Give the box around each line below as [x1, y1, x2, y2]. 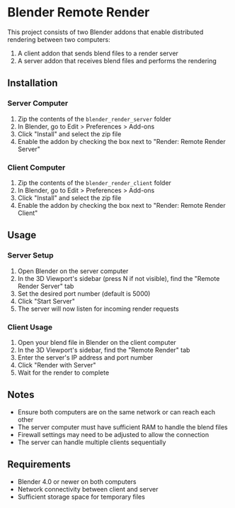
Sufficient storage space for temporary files [17, 492, 145, 501]
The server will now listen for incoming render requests [17, 304, 179, 313]
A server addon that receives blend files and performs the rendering [17, 56, 217, 65]
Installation [7, 77, 58, 89]
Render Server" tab [17, 282, 74, 290]
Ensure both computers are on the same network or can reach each [17, 407, 216, 416]
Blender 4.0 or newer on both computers [17, 477, 137, 486]
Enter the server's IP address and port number [17, 353, 154, 362]
